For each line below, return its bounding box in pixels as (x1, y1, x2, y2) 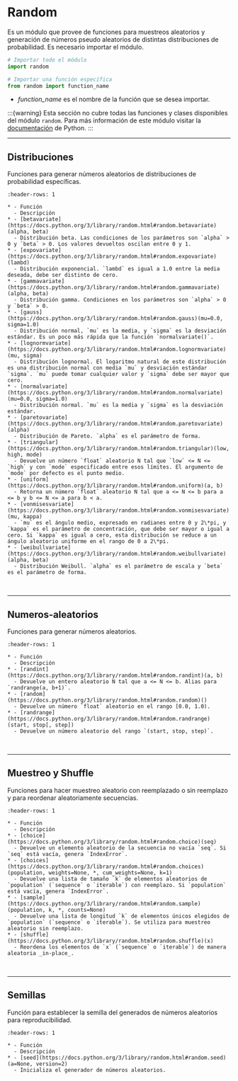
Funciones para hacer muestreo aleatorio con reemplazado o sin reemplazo (7, 786, 228, 794)
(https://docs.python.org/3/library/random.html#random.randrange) (7, 716, 211, 723)
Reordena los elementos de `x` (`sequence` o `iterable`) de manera (20, 943, 227, 951)
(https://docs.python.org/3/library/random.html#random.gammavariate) (7, 284, 220, 291)
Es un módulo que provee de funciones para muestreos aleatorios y (7, 28, 205, 36)
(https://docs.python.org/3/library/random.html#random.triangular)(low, (7, 445, 230, 452)
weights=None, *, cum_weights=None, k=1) (48, 869, 173, 876)
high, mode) (7, 451, 42, 459)
